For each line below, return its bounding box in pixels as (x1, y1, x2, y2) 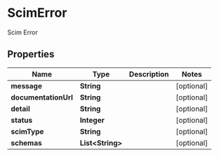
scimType (11, 126, 44, 136)
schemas (11, 138, 42, 148)
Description (128, 69, 170, 78)
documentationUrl (11, 93, 74, 102)
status (11, 115, 33, 125)
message (11, 81, 42, 90)
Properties (7, 48, 55, 60)
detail (11, 104, 30, 114)
